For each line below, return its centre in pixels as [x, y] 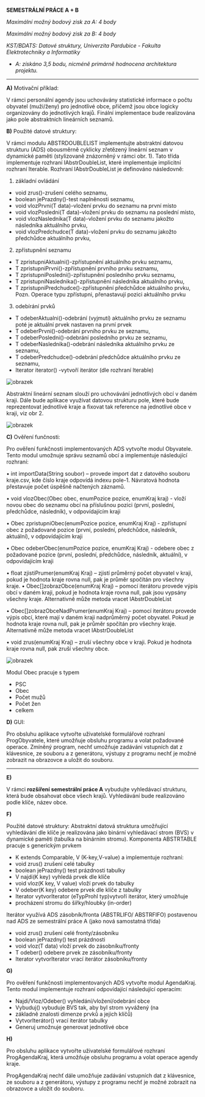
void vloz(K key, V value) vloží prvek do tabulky [75, 883]
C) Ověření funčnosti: [33, 437]
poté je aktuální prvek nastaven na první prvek [74, 324]
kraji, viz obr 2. [25, 413]
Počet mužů [30, 697]
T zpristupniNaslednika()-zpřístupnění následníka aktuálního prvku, [100, 281]
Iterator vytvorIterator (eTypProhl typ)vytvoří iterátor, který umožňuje [102, 896]
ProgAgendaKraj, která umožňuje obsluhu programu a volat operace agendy [102, 1057]
